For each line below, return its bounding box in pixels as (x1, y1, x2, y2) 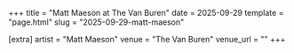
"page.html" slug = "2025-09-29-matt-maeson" (8, 17, 185, 27)
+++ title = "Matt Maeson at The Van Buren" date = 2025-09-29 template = (8, 8, 284, 18)
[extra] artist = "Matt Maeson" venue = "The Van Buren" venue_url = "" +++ (8, 34, 286, 44)
